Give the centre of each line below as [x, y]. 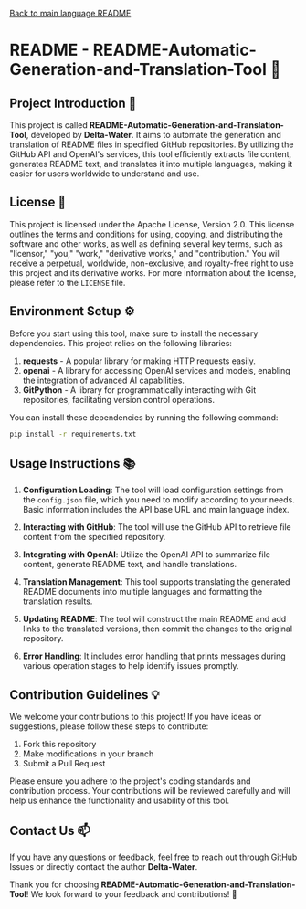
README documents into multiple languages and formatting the [142, 592]
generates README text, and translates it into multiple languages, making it [151, 164]
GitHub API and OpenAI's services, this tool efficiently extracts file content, [151, 154]
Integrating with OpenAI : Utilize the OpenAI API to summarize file [147, 555]
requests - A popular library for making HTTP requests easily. [139, 361]
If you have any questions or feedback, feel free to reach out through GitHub [153, 857]
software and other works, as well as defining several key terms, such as [146, 243]
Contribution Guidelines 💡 [84, 695]
